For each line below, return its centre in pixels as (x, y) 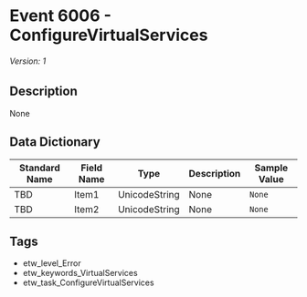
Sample (271, 168)
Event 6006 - (61, 16)
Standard (40, 168)
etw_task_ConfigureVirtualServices (88, 282)
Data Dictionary (55, 142)
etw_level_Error (52, 263)
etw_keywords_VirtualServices (80, 273)
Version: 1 (28, 61)
